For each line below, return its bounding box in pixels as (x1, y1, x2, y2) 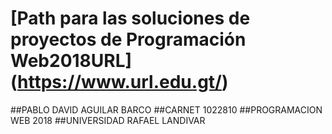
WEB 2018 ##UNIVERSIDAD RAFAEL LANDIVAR (10, 114, 206, 126)
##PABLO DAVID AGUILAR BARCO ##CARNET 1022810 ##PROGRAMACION (10, 103, 323, 116)
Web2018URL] (10, 50, 133, 72)
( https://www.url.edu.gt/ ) (10, 71, 229, 94)
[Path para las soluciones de (10, 7, 251, 30)
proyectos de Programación (10, 28, 247, 51)
